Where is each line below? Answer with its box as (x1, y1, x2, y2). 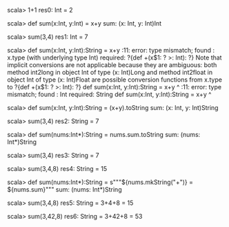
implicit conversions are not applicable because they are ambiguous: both (7, 61, 217, 69)
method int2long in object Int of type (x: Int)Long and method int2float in (7, 69, 212, 76)
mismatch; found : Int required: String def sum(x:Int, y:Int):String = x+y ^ (7, 90, 212, 98)
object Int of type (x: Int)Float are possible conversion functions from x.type (7, 75, 223, 84)
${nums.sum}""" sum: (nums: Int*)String (7, 185, 122, 193)
